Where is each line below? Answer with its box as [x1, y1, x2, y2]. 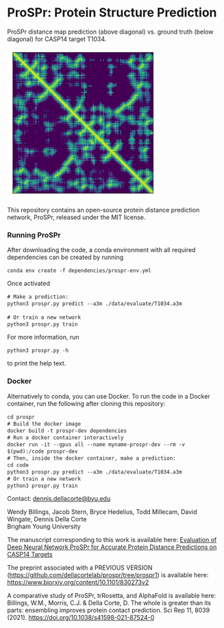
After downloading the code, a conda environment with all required [7, 246, 196, 254]
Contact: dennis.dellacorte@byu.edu [7, 494, 111, 502]
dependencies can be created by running [7, 253, 124, 262]
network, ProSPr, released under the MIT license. [7, 213, 146, 221]
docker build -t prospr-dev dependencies [7, 427, 127, 434]
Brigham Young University [7, 522, 81, 530]
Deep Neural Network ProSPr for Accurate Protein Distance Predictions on [7, 543, 217, 551]
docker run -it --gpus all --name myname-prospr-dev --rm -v [7, 441, 186, 448]
